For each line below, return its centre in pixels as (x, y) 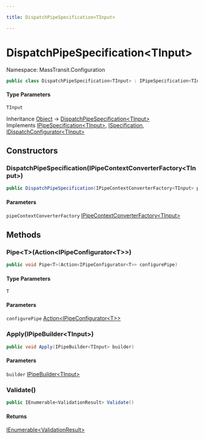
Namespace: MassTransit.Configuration (56, 69)
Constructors (32, 151)
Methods (24, 235)
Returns (17, 416)
